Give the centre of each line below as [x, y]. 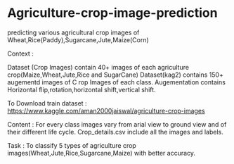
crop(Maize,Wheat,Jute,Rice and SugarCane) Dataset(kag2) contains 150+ [115, 75]
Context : [20, 53]
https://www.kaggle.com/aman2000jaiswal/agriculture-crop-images [106, 111]
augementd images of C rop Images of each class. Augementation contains [117, 82]
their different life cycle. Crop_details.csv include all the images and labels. [115, 132]
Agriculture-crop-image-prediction [112, 13]
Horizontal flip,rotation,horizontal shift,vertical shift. [82, 89]
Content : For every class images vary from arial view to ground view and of [117, 124]
